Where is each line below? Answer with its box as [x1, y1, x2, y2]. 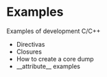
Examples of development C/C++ [6, 27, 101, 35]
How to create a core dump [16, 54, 94, 63]
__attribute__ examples [16, 62, 80, 70]
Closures [16, 47, 43, 56]
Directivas [16, 40, 45, 48]
